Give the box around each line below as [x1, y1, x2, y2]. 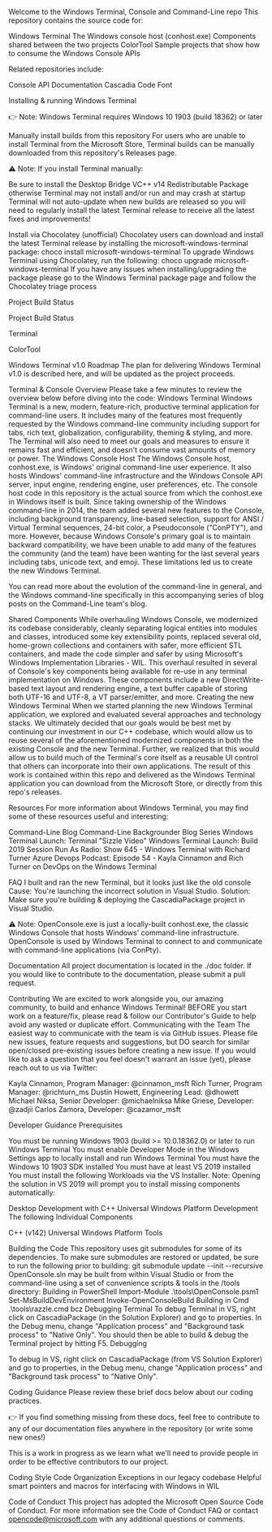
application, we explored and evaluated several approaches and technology [8, 710, 262, 719]
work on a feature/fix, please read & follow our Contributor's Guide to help [8, 1011, 257, 1020]
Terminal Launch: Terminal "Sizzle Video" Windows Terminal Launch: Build [8, 836, 258, 846]
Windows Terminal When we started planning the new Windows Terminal [8, 701, 253, 710]
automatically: [8, 1188, 55, 1197]
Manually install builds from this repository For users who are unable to [8, 131, 246, 141]
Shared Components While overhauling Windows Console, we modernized [8, 615, 258, 624]
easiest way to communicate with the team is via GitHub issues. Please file [8, 1028, 258, 1038]
